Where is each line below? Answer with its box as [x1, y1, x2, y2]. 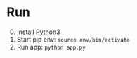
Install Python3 [16, 28, 60, 36]
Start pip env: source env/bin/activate [16, 35, 131, 43]
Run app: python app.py [16, 42, 86, 51]
